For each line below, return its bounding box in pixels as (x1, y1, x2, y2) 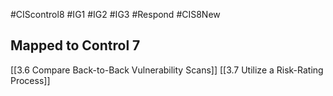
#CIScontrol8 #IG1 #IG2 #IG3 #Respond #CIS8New (10, 9, 221, 20)
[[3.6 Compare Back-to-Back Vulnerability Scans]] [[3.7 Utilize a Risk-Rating (10, 64, 324, 76)
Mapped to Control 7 (10, 37, 141, 54)
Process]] (10, 74, 51, 86)
